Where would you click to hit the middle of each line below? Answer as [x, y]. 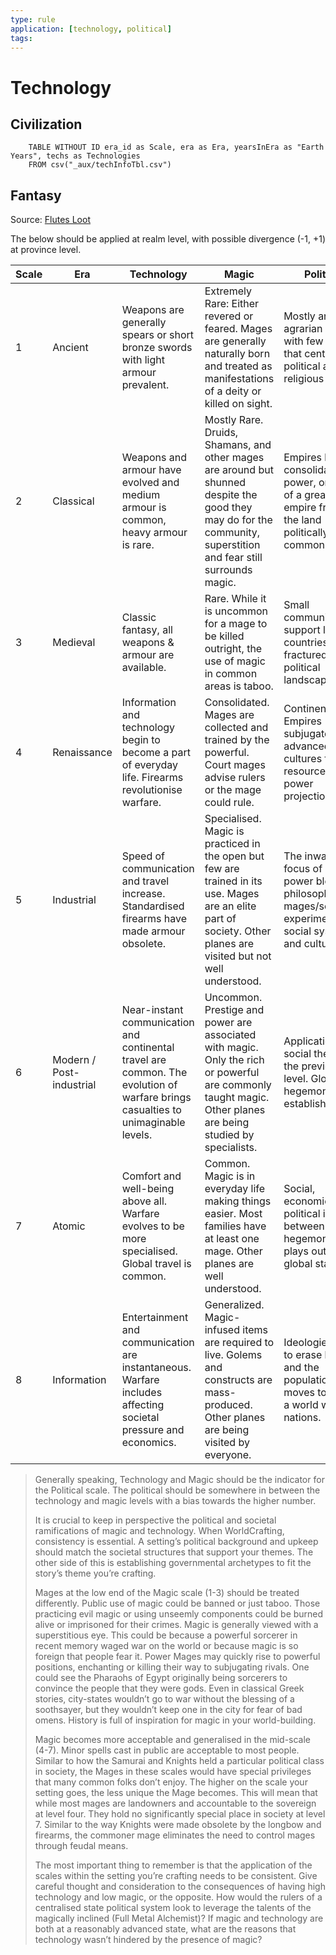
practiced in [232, 844]
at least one [232, 1239]
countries [305, 643]
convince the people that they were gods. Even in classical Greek [169, 1688]
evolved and [150, 483]
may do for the [238, 520]
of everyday [150, 765]
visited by [227, 1443]
